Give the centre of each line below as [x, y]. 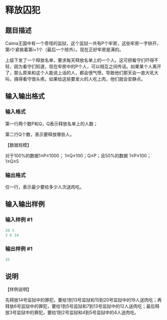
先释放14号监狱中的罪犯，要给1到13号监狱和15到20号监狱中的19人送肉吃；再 [83, 300]
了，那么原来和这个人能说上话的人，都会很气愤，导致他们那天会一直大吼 [79, 73]
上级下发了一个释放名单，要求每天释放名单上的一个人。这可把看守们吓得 [79, 60]
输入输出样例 [25, 204]
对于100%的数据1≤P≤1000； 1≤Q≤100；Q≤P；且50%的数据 [67, 155]
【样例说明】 [18, 289]
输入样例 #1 [19, 220]
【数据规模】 [18, 145]
